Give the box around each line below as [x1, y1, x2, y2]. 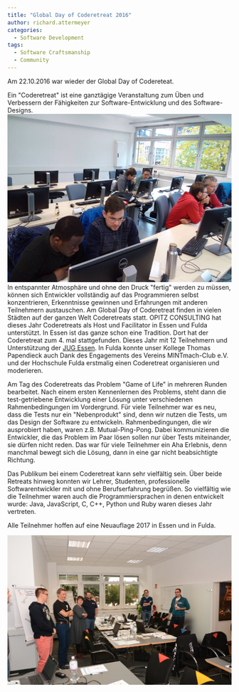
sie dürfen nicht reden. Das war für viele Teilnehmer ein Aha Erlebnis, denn [7, 440, 228, 449]
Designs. [7, 105, 33, 114]
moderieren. [7, 366, 43, 374]
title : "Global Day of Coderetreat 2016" [7, 11, 132, 19]
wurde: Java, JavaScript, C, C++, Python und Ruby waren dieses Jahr [7, 499, 212, 508]
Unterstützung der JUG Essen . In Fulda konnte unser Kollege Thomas [7, 343, 211, 352]
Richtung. [7, 456, 36, 464]
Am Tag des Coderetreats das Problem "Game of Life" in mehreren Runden [7, 379, 228, 388]
